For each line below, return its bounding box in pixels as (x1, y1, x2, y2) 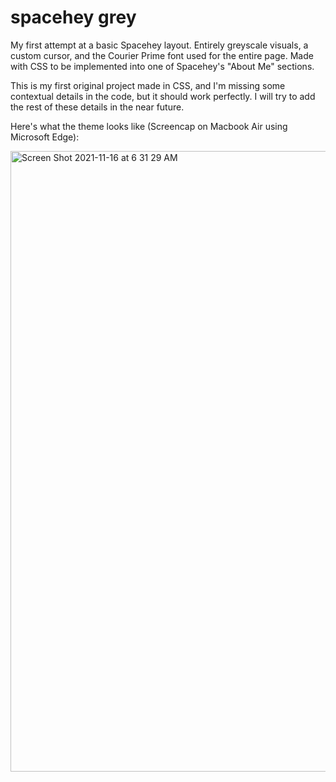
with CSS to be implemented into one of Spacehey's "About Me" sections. (10, 60, 315, 72)
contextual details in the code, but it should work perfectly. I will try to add (10, 90, 316, 102)
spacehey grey (10, 6, 137, 29)
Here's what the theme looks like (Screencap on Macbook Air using (10, 120, 288, 132)
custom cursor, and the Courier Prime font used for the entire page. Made (10, 49, 314, 61)
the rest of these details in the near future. (10, 101, 185, 113)
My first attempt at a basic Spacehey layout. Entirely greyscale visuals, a (10, 39, 309, 51)
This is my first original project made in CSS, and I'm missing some (10, 79, 286, 91)
